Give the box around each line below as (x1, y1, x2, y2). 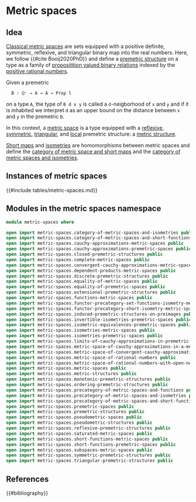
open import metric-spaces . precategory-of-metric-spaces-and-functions (6, 387, 184, 393)
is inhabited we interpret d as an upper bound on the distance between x (6, 107, 180, 113)
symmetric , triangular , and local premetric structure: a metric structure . (6, 130, 177, 137)
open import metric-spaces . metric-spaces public (6, 365, 127, 372)
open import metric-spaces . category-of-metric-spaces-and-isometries (6, 230, 179, 236)
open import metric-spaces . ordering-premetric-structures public (6, 382, 168, 387)
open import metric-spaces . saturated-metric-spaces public (6, 431, 153, 437)
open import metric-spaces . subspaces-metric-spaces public (6, 447, 153, 453)
